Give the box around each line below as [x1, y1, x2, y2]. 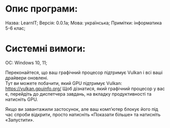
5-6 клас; [5, 25, 26, 31]
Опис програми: [5, 3, 78, 15]
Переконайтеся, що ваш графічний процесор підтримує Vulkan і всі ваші [5, 69, 163, 75]
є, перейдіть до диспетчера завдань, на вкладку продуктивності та [5, 91, 152, 97]
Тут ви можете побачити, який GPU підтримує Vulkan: [5, 80, 122, 86]
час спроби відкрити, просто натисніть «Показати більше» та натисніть [5, 111, 161, 117]
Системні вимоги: [5, 43, 86, 55]
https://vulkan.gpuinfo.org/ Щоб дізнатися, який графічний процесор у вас [5, 86, 165, 92]
